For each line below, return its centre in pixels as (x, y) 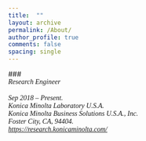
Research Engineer (35, 82)
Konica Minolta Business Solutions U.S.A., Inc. (73, 114)
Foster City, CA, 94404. (41, 121)
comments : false (35, 45)
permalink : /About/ (40, 30)
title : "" (26, 15)
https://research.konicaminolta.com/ (58, 129)
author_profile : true (44, 37)
